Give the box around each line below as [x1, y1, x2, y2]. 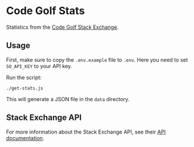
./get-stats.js [6, 85, 44, 91]
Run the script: [6, 73, 42, 81]
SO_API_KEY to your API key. [6, 62, 73, 69]
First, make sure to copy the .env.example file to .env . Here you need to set [6, 56, 188, 63]
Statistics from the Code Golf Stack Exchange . [6, 24, 119, 31]
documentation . [6, 134, 45, 142]
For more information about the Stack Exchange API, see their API [6, 128, 166, 135]
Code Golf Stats [6, 4, 86, 18]
